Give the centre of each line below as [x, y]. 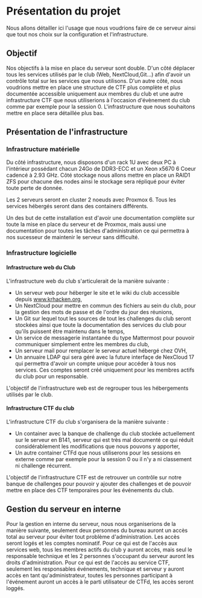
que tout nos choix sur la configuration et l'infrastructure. [77, 34]
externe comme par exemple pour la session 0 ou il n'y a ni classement [103, 459]
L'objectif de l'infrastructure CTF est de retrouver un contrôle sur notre [94, 477]
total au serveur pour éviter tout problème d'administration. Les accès [93, 536]
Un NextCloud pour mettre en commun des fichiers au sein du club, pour [105, 305]
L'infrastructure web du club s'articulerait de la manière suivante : [88, 281]
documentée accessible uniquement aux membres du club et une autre [95, 94]
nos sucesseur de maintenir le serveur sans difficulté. [73, 237]
